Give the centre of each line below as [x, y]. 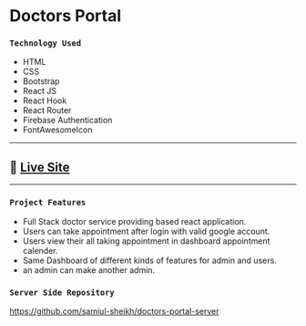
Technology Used [46, 43]
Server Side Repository [62, 292]
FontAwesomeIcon [57, 130]
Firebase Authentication [67, 121]
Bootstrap [41, 81]
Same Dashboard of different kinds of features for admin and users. [150, 260]
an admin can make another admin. [89, 269]
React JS [40, 91]
